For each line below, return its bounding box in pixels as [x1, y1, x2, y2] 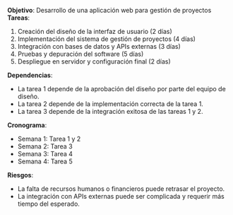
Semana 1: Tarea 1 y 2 [17, 134, 81, 143]
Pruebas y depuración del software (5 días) [17, 50, 144, 58]
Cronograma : [7, 121, 47, 129]
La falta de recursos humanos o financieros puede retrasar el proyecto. [17, 185, 225, 193]
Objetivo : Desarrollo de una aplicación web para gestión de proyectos [7, 6, 212, 14]
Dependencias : [7, 71, 53, 79]
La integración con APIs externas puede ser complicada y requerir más [17, 192, 225, 200]
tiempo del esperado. [17, 199, 80, 208]
